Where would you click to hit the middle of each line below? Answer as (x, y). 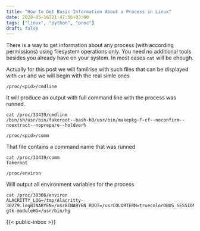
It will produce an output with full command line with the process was (91, 98)
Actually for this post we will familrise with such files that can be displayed (97, 70)
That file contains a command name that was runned (71, 147)
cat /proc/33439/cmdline (37, 115)
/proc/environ (24, 173)
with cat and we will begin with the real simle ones (68, 76)
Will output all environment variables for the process (70, 185)
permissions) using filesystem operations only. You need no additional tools (99, 52)
